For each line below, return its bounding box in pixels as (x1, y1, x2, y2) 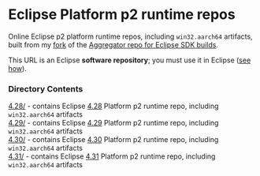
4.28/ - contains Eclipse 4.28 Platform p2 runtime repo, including (8, 101, 219, 111)
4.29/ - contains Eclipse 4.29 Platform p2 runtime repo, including (8, 118, 219, 128)
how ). (8, 63, 28, 73)
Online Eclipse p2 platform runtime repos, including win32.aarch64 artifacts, (8, 32, 254, 41)
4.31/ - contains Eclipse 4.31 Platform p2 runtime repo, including (8, 152, 216, 161)
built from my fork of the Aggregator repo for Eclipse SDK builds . (8, 39, 219, 49)
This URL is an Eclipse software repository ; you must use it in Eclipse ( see (8, 55, 251, 65)
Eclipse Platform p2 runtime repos (8, 6, 236, 24)
